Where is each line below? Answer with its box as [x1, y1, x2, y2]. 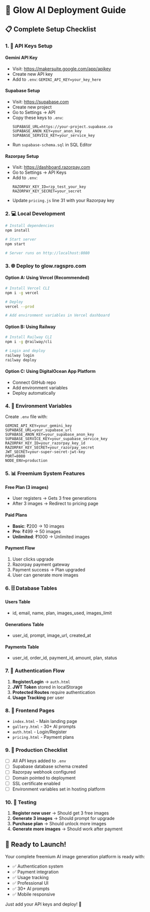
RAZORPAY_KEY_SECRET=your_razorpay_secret [5, 445, 94, 450]
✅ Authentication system [12, 863, 64, 869]
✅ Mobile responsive [12, 891, 56, 897]
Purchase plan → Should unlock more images [12, 820, 107, 826]
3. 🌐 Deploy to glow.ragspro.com [5, 262, 86, 269]
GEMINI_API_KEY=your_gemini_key [5, 423, 72, 429]
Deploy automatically [12, 390, 56, 396]
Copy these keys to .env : [12, 114, 64, 120]
